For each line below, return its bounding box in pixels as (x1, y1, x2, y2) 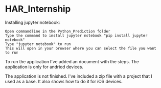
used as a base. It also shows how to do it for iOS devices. (5, 78, 123, 84)
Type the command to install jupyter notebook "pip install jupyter (5, 33, 148, 38)
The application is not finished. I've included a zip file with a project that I (5, 73, 153, 79)
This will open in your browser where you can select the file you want (5, 46, 157, 51)
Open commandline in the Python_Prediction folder (5, 29, 111, 34)
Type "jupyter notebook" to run (5, 41, 71, 47)
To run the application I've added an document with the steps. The (5, 58, 139, 64)
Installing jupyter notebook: (5, 19, 60, 25)
